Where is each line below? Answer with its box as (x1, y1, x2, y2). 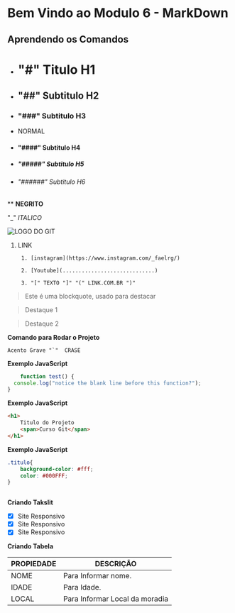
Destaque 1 (24, 305, 58, 314)
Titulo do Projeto (20, 419, 75, 426)
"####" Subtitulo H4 (17, 143, 80, 152)
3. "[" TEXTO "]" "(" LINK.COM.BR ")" (21, 279, 136, 287)
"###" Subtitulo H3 (17, 111, 87, 121)
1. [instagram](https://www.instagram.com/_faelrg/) (21, 254, 180, 262)
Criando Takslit (7, 498, 53, 507)
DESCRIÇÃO (94, 559, 137, 569)
